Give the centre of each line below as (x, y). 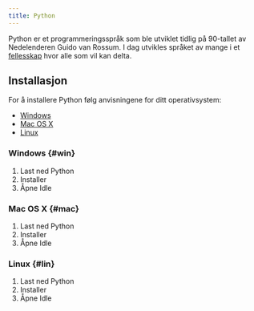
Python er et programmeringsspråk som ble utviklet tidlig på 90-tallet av (127, 38)
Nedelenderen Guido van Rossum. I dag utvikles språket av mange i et (124, 47)
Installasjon (38, 81)
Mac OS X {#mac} (44, 208)
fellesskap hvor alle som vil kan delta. (70, 55)
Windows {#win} (42, 153)
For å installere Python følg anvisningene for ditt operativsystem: (115, 100)
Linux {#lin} (32, 264)
